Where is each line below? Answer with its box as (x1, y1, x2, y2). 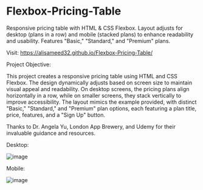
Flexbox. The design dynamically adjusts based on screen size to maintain (6, 79, 193, 86)
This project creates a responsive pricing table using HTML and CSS (6, 72, 178, 80)
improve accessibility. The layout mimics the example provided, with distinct (6, 98, 197, 106)
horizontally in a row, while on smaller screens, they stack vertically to (6, 92, 181, 99)
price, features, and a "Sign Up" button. (6, 111, 105, 118)
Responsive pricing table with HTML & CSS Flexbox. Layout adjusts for (6, 24, 184, 32)
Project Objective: (6, 61, 52, 68)
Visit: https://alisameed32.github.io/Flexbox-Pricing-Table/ (6, 49, 153, 56)
